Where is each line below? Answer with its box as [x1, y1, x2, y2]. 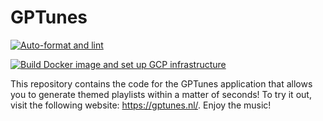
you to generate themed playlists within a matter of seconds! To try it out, [10, 88, 312, 100]
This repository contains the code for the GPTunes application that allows [10, 77, 313, 90]
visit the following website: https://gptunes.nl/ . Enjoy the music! [10, 99, 272, 111]
